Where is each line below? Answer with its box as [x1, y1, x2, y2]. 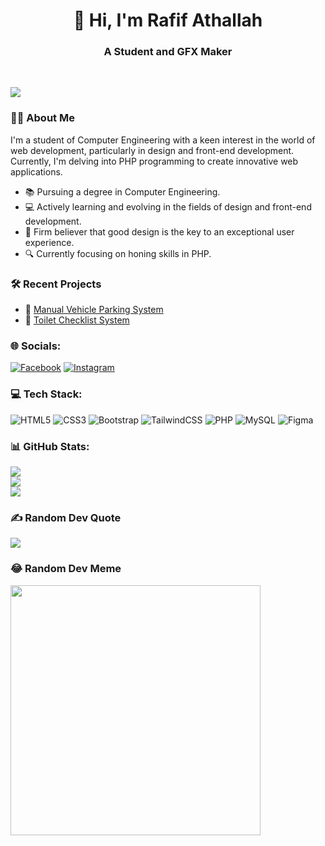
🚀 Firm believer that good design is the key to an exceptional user [24, 225, 295, 238]
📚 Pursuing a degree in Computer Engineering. [24, 185, 221, 198]
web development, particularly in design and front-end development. [10, 144, 295, 156]
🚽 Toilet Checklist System [24, 314, 130, 326]
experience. [24, 236, 75, 248]
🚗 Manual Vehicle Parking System [24, 304, 164, 316]
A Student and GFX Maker [103, 45, 233, 59]
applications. [10, 165, 63, 178]
